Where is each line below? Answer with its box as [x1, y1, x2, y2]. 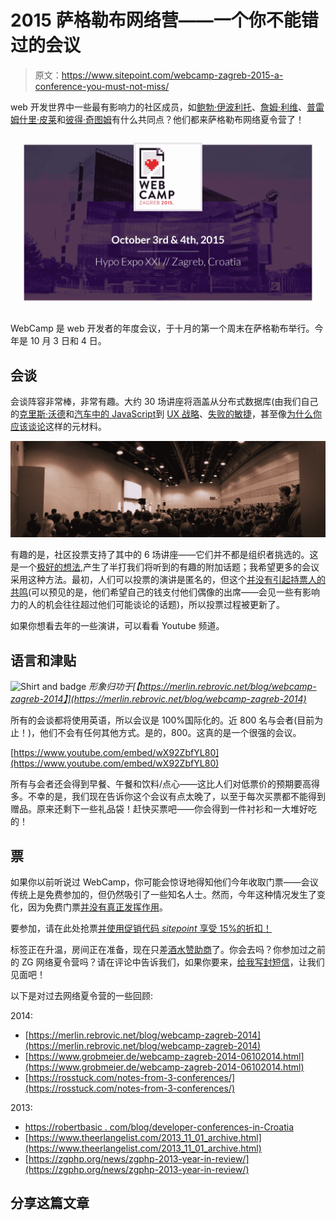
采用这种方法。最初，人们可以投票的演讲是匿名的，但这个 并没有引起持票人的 [10, 574, 326, 586]
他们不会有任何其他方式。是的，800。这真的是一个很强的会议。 [39, 727, 302, 739]
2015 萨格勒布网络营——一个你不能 [10, 9, 302, 32]
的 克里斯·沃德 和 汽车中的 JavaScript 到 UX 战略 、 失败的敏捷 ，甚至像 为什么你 [10, 408, 323, 420]
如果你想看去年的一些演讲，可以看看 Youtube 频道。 [10, 620, 225, 632]
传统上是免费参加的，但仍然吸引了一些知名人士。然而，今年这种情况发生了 [10, 888, 317, 900]
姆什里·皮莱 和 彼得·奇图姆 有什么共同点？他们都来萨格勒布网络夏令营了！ [10, 113, 305, 125]
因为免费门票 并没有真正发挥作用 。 [27, 901, 168, 913]
